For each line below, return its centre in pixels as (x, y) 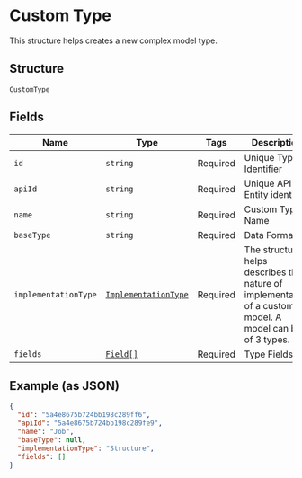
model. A (263, 317)
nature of (263, 283)
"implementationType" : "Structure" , (86, 448)
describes (265, 272)
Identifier (263, 169)
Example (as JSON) (64, 386)
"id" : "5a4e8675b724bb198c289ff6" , (84, 415)
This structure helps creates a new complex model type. (114, 40)
